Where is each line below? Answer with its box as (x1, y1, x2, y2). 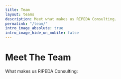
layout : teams (5, 12, 35, 17)
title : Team (5, 7, 30, 12)
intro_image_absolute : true (5, 26, 64, 31)
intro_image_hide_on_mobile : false (5, 30, 79, 35)
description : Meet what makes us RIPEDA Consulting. (5, 16, 117, 21)
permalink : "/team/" (5, 21, 48, 26)
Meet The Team (5, 52, 71, 63)
